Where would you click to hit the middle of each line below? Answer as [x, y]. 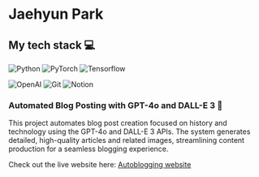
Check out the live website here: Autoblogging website [100, 165]
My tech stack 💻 [52, 45]
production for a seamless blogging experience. [88, 149]
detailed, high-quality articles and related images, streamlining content [127, 140]
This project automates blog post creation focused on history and [118, 123]
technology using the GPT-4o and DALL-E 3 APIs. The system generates [129, 132]
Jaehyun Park [56, 14]
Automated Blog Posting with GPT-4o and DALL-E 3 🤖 [116, 105]
